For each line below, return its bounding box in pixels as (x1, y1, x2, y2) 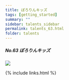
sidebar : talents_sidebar (5, 21, 59, 27)
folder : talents (5, 31, 39, 36)
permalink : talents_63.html (5, 26, 64, 31)
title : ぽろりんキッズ (5, 7, 48, 13)
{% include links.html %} (5, 69, 56, 76)
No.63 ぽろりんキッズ (5, 47, 50, 53)
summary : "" (5, 17, 30, 22)
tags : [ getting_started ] (5, 12, 57, 17)
